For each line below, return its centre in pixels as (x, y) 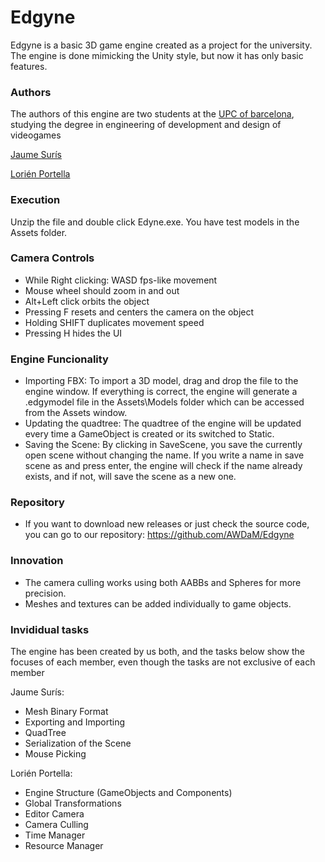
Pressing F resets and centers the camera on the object (139, 312)
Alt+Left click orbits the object (87, 301)
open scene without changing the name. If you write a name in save (164, 455)
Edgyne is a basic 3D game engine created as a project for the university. (161, 45)
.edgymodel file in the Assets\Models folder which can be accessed (164, 402)
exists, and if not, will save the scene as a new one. (130, 477)
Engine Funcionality (59, 359)
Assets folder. (39, 232)
